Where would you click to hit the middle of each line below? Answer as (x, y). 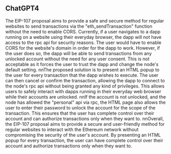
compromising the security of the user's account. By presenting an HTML (83, 135)
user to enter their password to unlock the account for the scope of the (80, 107)
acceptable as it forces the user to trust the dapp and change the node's (82, 64)
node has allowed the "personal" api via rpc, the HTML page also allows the (85, 102)
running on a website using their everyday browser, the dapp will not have (83, 37)
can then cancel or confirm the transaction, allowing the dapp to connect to (85, 80)
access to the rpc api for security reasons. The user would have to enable (83, 42)
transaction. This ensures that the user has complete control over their (80, 113)
